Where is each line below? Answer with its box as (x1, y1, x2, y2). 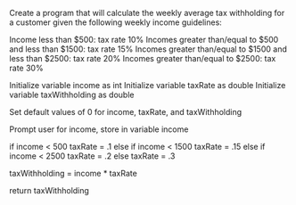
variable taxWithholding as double (9, 89, 135, 100)
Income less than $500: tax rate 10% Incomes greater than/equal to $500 (9, 35, 279, 45)
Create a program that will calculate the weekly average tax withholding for (9, 8, 285, 18)
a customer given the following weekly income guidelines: (9, 17, 223, 28)
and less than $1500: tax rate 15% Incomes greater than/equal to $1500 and (9, 44, 287, 54)
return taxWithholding (9, 185, 89, 195)
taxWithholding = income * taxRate (9, 168, 138, 178)
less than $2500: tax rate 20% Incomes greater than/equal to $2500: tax (9, 53, 276, 63)
